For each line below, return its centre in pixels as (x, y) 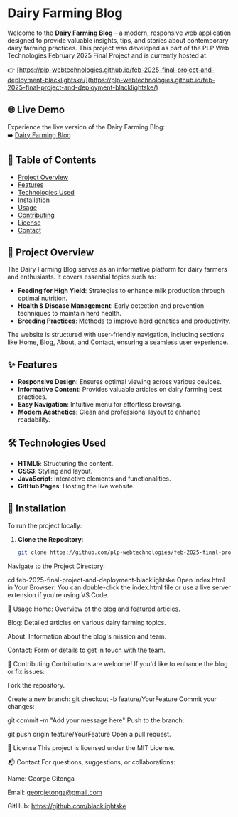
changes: (21, 706)
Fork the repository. (36, 685)
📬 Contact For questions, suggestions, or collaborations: (91, 762)
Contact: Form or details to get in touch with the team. (86, 650)
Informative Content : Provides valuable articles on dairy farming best (120, 390)
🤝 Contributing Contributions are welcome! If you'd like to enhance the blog (118, 663)
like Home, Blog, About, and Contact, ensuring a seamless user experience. (118, 342)
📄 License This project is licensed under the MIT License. (91, 747)
